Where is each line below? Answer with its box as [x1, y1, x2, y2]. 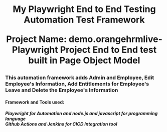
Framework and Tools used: [5, 99, 64, 105]
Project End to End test [60, 44, 157, 55]
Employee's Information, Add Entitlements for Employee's [5, 80, 149, 87]
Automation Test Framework [24, 14, 145, 25]
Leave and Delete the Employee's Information [5, 86, 118, 93]
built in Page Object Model [28, 55, 140, 66]
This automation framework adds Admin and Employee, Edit [5, 74, 154, 81]
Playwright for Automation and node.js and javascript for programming [5, 110, 158, 116]
